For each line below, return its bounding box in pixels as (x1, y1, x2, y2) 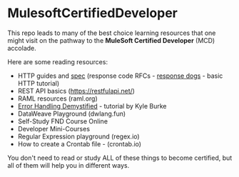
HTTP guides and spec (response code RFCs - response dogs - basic (17, 71, 223, 80)
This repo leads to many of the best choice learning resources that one (7, 29, 216, 37)
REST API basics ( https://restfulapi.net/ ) (17, 86, 136, 95)
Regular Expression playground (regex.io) (17, 132, 141, 141)
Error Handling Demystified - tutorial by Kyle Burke (17, 101, 167, 110)
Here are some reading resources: (7, 57, 108, 66)
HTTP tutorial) (17, 79, 60, 87)
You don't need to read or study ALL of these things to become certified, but (7, 153, 233, 162)
